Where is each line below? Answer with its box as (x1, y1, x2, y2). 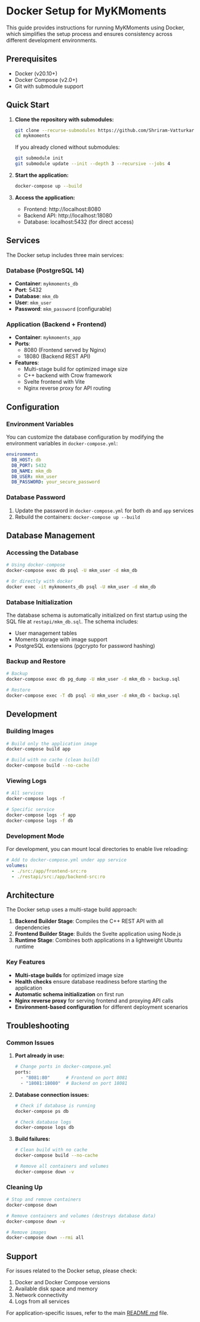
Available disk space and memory (14, 1285, 98, 1292)
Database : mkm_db (14, 293, 59, 300)
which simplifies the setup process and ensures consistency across (6, 30, 173, 37)
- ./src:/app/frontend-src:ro (11, 868, 87, 874)
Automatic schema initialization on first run (14, 990, 124, 997)
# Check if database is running (14, 1103, 96, 1109)
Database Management (6, 530, 96, 540)
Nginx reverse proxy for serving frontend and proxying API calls (14, 997, 174, 1004)
